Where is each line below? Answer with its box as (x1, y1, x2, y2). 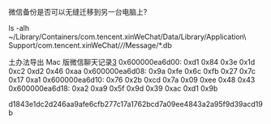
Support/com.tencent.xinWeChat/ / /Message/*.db (8, 41, 172, 50)
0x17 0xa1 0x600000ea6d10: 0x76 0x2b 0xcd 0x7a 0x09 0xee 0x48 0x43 (8, 75, 256, 84)
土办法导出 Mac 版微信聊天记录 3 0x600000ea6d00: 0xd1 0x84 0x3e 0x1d (8, 58, 256, 66)
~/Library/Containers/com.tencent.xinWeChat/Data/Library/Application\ (8, 32, 247, 41)
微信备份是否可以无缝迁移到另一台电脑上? (8, 7, 148, 16)
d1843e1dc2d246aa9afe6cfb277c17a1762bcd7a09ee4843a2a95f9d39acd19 (8, 100, 264, 109)
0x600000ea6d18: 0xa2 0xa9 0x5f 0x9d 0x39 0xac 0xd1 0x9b (8, 83, 218, 93)
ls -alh (8, 24, 30, 32)
